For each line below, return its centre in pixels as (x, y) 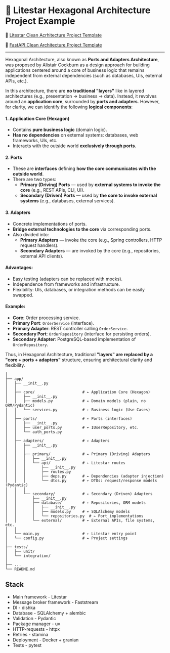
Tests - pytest (27, 645)
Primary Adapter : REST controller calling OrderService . (70, 328)
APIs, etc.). (17, 81)
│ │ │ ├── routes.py (38, 472)
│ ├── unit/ (20, 551)
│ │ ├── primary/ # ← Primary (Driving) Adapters (78, 454)
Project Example (40, 21)
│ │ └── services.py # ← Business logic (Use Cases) (78, 410)
